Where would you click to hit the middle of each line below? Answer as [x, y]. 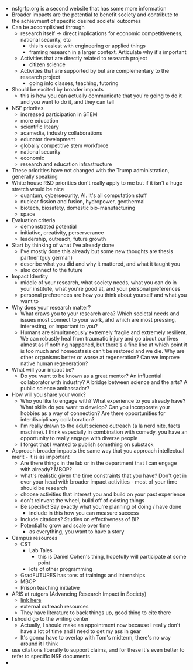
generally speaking [35, 176]
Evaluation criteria [33, 220]
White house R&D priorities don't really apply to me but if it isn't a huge [97, 183]
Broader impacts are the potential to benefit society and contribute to [95, 15]
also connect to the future [51, 270]
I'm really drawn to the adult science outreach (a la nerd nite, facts [100, 426]
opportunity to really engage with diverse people [79, 438]
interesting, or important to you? [59, 326]
